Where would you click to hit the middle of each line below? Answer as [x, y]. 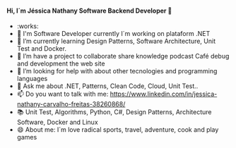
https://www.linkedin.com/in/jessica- [164, 94]
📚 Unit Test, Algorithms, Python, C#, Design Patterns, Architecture [114, 112]
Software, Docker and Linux [57, 122]
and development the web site [61, 63]
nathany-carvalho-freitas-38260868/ [71, 104]
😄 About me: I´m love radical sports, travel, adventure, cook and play [118, 130]
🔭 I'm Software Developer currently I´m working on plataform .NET [113, 34]
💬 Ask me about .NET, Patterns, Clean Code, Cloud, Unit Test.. [107, 86]
